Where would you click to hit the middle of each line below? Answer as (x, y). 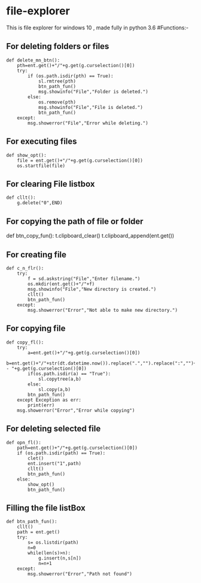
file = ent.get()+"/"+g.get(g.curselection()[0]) (80, 160)
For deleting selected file (54, 429)
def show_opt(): (26, 155)
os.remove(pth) (57, 102)
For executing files (42, 142)
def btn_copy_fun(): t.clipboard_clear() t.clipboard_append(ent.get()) (90, 236)
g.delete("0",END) (40, 203)
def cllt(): (21, 198)
